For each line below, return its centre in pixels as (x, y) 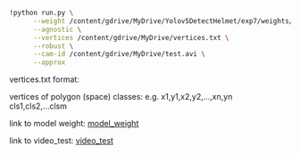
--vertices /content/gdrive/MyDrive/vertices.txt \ (131, 37)
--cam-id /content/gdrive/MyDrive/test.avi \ (119, 54)
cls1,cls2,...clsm (38, 106)
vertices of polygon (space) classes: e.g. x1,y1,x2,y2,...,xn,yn (121, 97)
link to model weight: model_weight (74, 124)
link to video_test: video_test (62, 141)
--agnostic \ (57, 29)
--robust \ (53, 46)
